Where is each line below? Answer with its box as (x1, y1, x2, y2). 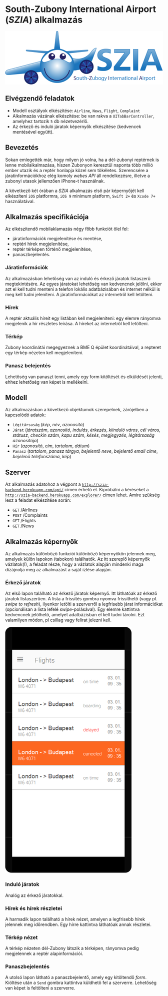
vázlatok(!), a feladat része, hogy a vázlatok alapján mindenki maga (5, 561, 144, 567)
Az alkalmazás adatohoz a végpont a (5, 481, 81, 487)
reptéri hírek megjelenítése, (12, 241, 69, 247)
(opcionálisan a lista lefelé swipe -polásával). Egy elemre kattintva (5, 606, 140, 612)
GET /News (12, 523, 34, 529)
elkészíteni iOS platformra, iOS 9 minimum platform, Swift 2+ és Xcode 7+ (5, 193, 156, 199)
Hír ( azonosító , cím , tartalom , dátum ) (12, 443, 90, 449)
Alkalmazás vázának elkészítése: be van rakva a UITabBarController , (12, 113, 155, 119)
